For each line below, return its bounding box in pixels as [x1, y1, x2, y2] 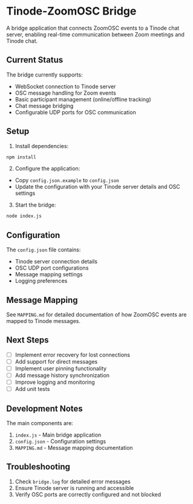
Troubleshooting [6, 461, 71, 472]
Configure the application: [15, 165, 80, 172]
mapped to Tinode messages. [6, 317, 80, 324]
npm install [6, 154, 36, 160]
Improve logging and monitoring [15, 378, 95, 386]
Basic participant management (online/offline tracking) [15, 95, 151, 103]
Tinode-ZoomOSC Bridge [6, 4, 137, 18]
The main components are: [6, 419, 74, 426]
